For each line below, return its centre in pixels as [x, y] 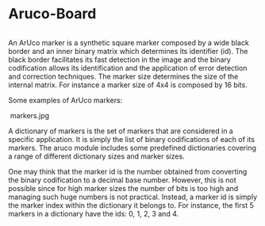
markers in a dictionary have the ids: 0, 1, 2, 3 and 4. [94, 213]
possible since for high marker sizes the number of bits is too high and [123, 188]
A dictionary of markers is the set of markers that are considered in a [121, 131]
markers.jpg [30, 115]
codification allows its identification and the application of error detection [128, 67]
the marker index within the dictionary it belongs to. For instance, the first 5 [131, 205]
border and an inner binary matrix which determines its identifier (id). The [128, 51]
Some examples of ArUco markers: [65, 100]
